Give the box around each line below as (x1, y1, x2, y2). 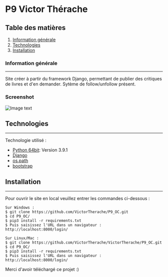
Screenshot (5, 93, 34, 100)
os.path (12, 157, 28, 163)
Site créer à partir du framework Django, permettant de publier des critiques (5, 76, 162, 82)
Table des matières (5, 23, 66, 32)
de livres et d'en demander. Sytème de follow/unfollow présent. (5, 81, 136, 87)
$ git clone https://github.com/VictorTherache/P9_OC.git (5, 209, 128, 214)
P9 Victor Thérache (5, 3, 88, 15)
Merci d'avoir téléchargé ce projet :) (5, 266, 79, 272)
